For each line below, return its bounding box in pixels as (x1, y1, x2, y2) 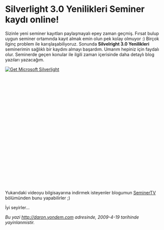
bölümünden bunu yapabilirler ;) (5, 195, 71, 201)
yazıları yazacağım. (5, 57, 44, 62)
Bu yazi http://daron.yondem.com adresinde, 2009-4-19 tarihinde (5, 214, 139, 220)
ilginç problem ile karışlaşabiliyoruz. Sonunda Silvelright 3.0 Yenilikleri (5, 41, 150, 47)
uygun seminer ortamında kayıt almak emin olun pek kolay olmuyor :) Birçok (5, 36, 160, 42)
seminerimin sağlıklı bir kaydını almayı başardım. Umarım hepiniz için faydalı (5, 46, 160, 52)
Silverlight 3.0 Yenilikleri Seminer (5, 3, 145, 15)
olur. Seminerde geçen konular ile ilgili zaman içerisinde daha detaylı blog (5, 51, 155, 57)
